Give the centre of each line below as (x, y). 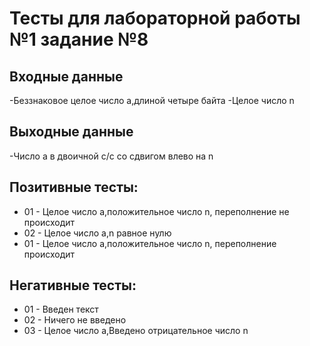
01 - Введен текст (61, 309)
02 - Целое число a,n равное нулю (97, 233)
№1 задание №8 (79, 39)
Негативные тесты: (73, 285)
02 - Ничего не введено (75, 320)
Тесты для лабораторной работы (155, 18)
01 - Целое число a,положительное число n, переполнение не (156, 211)
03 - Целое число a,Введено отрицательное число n (136, 331)
